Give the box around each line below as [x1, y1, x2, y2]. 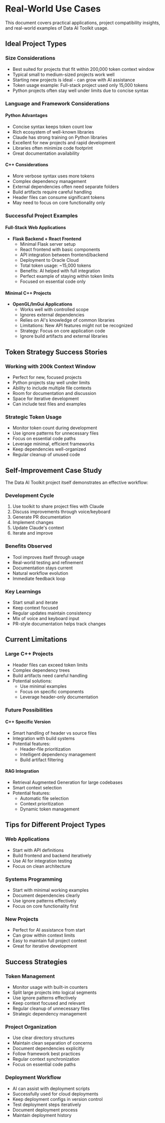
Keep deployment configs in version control [12, 1096, 103, 1102]
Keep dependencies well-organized [12, 446, 86, 452]
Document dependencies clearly [12, 892, 80, 898]
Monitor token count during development [12, 425, 97, 431]
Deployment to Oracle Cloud [20, 257, 79, 263]
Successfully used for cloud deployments [12, 1091, 99, 1097]
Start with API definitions [12, 847, 64, 853]
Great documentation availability [12, 150, 80, 156]
